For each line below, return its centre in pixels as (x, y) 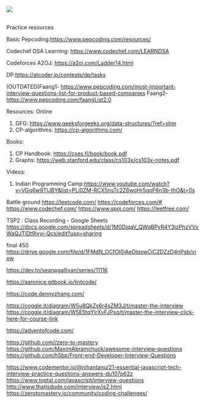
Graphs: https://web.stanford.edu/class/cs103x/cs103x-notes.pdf (97, 160)
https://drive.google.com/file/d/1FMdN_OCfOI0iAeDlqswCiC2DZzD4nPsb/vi (101, 252)
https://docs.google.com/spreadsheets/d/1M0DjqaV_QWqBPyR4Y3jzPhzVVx (103, 227)
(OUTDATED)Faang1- (33, 87)
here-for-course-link (32, 319)
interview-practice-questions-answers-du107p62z (70, 374)
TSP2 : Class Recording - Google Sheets (57, 220)
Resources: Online (29, 111)
